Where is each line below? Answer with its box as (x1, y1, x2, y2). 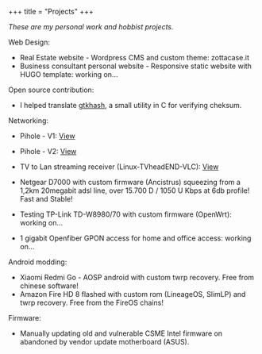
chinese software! (19, 281, 79, 291)
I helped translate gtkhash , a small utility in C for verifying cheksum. (19, 101, 242, 110)
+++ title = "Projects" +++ (8, 7, 94, 16)
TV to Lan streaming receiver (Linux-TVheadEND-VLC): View (19, 162, 219, 171)
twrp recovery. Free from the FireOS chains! (19, 298, 164, 307)
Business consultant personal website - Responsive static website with (19, 61, 252, 71)
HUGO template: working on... (19, 70, 118, 79)
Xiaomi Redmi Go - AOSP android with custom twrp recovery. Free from (19, 273, 255, 282)
